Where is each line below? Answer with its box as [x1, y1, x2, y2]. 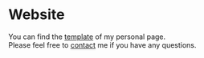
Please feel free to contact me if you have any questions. [8, 40, 197, 49]
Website [8, 6, 65, 24]
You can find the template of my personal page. [8, 32, 166, 41]
